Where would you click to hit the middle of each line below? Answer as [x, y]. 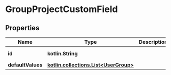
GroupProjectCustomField [62, 9]
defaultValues [25, 65]
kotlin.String [63, 54]
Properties [22, 28]
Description [153, 42]
